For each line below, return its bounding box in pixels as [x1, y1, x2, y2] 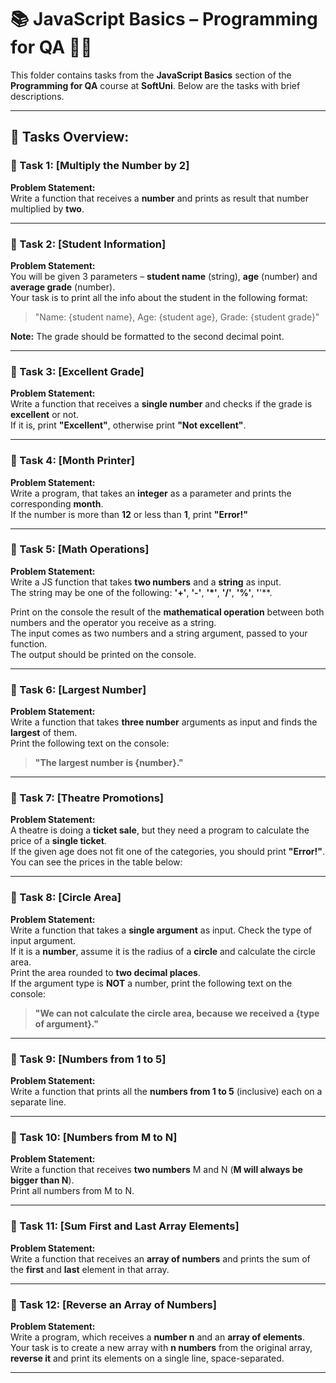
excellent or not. [10, 409, 80, 421]
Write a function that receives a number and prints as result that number [10, 192, 309, 204]
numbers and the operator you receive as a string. [10, 616, 217, 628]
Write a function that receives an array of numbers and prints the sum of [10, 1252, 311, 1265]
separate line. [10, 1096, 67, 1108]
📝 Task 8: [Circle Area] [10, 891, 122, 905]
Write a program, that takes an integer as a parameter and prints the [10, 487, 292, 499]
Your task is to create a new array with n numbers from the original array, [10, 1341, 313, 1353]
